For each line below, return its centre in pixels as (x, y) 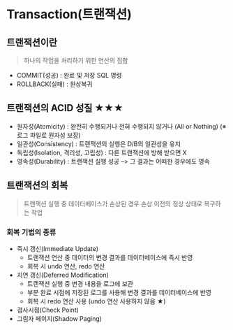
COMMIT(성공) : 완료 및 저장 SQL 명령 (69, 75)
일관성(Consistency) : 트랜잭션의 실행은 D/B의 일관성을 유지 (98, 143)
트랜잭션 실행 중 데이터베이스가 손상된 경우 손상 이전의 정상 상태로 (113, 203)
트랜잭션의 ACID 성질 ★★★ (65, 108)
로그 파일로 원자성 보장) (48, 135)
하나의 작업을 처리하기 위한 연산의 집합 (76, 60)
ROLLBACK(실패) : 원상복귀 (54, 84)
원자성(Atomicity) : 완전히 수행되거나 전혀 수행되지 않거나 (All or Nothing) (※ (121, 126)
